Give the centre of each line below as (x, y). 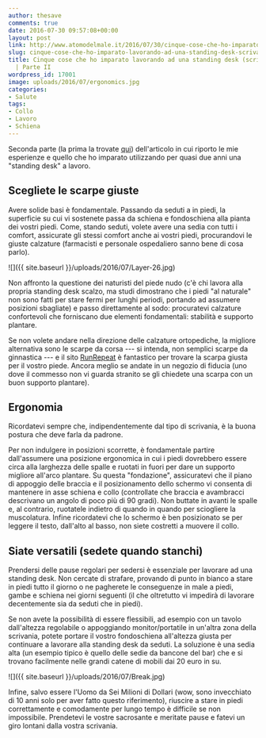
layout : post (30, 38)
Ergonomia (36, 407)
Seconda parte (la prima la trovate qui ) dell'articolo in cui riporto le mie (123, 148)
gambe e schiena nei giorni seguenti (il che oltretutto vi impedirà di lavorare (131, 595)
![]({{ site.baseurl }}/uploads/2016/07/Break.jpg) (87, 677)
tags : (17, 104)
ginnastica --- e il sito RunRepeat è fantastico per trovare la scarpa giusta (128, 357)
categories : (28, 89)
